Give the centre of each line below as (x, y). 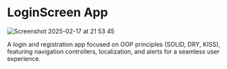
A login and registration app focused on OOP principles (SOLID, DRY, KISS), (114, 44)
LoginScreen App (58, 13)
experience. (24, 58)
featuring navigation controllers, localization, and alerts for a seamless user (113, 51)
